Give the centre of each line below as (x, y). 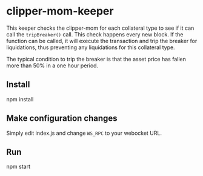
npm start (18, 167)
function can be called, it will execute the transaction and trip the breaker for (102, 41)
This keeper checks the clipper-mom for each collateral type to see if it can (100, 28)
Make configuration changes (62, 119)
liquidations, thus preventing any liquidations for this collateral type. (91, 47)
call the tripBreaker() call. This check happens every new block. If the (95, 34)
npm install (20, 99)
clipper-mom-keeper (60, 11)
